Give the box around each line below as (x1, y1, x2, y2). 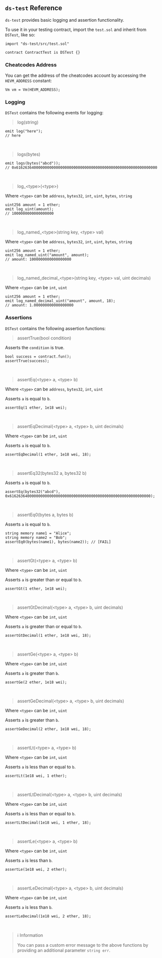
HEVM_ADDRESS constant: (5, 78, 52, 84)
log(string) (17, 119, 39, 125)
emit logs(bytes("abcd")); (5, 161, 61, 166)
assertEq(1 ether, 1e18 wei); (5, 405, 67, 410)
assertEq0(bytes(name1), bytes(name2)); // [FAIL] (5, 539, 111, 544)
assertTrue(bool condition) (17, 335, 71, 341)
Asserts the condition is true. (5, 344, 65, 350)
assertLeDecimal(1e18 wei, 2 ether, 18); (5, 914, 92, 919)
